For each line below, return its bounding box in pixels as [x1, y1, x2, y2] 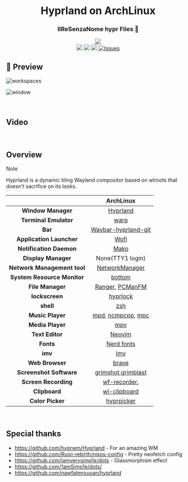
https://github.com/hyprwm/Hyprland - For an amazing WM [14, 444, 158, 452]
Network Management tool [9, 264, 86, 272]
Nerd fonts [106, 340, 135, 348]
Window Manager [22, 206, 73, 214]
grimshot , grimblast [95, 368, 147, 376]
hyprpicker [106, 396, 136, 405]
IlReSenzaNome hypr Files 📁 [57, 25, 139, 33]
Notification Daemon [17, 244, 77, 252]
